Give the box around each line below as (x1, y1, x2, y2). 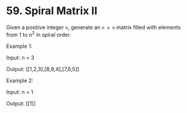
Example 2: (6, 77, 34, 84)
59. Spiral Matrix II (6, 4, 98, 18)
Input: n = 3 (6, 54, 34, 61)
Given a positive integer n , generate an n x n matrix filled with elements (6, 24, 181, 31)
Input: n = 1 (6, 88, 34, 95)
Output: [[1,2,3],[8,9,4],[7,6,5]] (6, 65, 80, 72)
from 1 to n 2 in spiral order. (6, 30, 71, 38)
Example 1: (6, 43, 33, 50)
